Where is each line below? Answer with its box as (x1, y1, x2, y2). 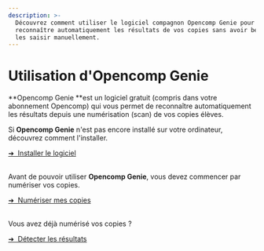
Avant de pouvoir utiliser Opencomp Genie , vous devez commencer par (8, 172, 241, 181)
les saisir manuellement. (15, 33, 101, 42)
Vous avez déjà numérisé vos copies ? (8, 219, 132, 228)
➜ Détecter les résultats (8, 235, 87, 244)
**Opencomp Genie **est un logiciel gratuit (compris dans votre (8, 93, 218, 103)
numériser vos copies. (8, 180, 80, 190)
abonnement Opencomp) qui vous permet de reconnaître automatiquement (8, 101, 251, 111)
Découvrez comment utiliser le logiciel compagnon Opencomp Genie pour (15, 19, 255, 27)
